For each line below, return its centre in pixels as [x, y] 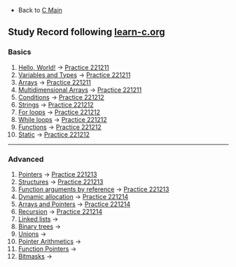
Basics [20, 52]
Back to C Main [40, 10]
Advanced [26, 159]
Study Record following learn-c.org [86, 32]
